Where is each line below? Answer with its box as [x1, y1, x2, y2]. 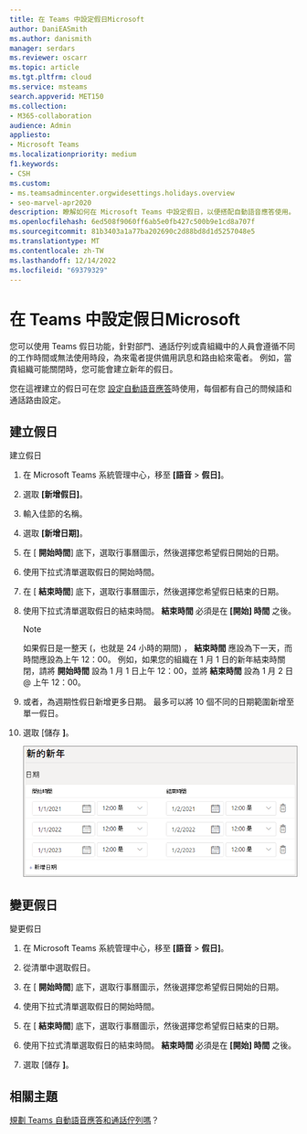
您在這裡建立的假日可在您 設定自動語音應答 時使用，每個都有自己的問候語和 [9, 383, 292, 394]
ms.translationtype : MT [9, 237, 101, 246]
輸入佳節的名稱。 [22, 508, 88, 519]
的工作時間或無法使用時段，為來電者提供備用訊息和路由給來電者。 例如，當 [9, 352, 292, 363]
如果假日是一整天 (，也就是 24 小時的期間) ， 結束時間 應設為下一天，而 [22, 643, 292, 654]
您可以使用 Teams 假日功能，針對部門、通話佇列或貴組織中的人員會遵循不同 [9, 341, 295, 352]
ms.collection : [9, 102, 68, 111]
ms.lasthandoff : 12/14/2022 [9, 256, 117, 265]
